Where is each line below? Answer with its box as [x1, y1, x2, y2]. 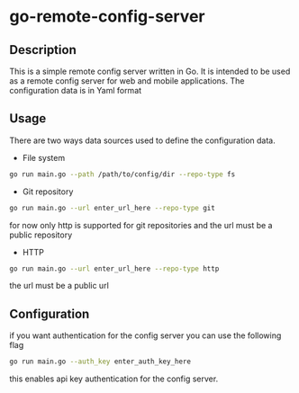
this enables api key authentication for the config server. [9, 373, 219, 384]
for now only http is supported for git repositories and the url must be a [9, 219, 273, 230]
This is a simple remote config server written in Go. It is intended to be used [9, 66, 291, 76]
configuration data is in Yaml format [9, 85, 142, 95]
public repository [9, 229, 73, 240]
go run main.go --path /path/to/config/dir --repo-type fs [9, 169, 236, 179]
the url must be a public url [9, 281, 110, 291]
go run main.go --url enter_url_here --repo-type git [9, 203, 216, 212]
